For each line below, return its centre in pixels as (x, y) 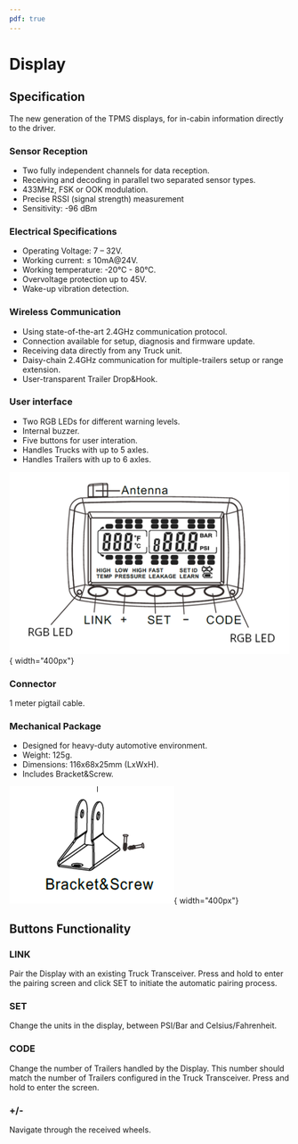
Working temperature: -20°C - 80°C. (89, 270)
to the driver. (32, 128)
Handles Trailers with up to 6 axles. (87, 459)
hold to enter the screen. (54, 1087)
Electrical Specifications (63, 231)
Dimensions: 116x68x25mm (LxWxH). (90, 765)
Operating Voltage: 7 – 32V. (72, 251)
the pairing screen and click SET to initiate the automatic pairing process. (143, 982)
